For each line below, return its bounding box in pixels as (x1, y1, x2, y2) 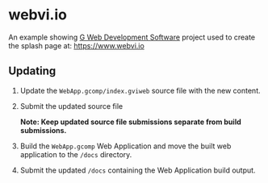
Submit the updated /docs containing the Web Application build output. (19, 165, 256, 175)
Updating (8, 64, 57, 78)
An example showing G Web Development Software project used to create (8, 32, 256, 42)
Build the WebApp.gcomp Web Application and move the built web (19, 141, 232, 151)
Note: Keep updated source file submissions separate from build (19, 117, 242, 127)
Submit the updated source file (19, 101, 124, 110)
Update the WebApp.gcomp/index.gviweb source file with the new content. (19, 85, 261, 95)
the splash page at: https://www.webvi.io (8, 40, 145, 50)
